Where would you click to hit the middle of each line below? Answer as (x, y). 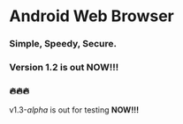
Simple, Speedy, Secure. (63, 44)
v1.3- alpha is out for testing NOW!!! (74, 110)
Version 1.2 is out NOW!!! (64, 68)
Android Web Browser (91, 16)
